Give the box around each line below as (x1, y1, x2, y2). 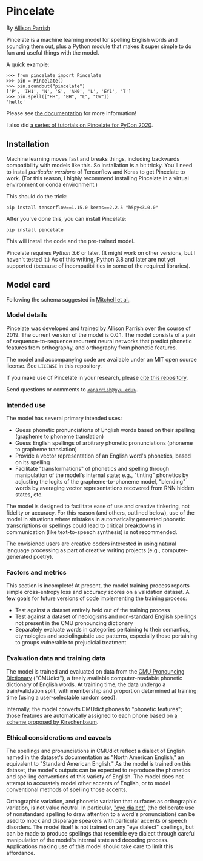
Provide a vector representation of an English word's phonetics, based (15, 452, 191, 459)
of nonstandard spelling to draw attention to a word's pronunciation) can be (6, 811, 195, 818)
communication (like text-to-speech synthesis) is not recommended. (6, 528, 178, 536)
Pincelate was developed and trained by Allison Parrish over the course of (6, 325, 191, 332)
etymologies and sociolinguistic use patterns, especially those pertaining (15, 632, 198, 640)
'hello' (6, 99, 26, 105)
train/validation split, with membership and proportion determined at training (6, 687, 197, 694)
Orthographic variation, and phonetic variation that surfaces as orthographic (6, 798, 197, 805)
